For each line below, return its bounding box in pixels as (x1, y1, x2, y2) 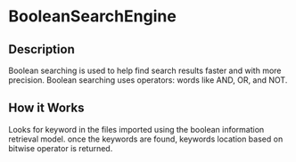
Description (8, 42, 75, 57)
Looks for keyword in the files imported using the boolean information (8, 124, 265, 134)
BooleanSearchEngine (8, 6, 177, 27)
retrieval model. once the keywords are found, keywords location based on (8, 134, 284, 144)
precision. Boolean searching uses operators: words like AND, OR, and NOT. (8, 75, 288, 85)
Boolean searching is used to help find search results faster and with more (8, 65, 282, 76)
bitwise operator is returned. (8, 142, 113, 153)
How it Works (8, 101, 85, 116)
